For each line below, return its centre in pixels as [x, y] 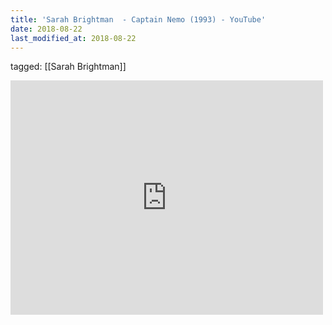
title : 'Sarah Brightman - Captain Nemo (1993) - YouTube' [138, 19]
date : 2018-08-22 [46, 29]
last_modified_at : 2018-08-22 [73, 38]
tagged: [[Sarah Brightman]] [68, 67]
